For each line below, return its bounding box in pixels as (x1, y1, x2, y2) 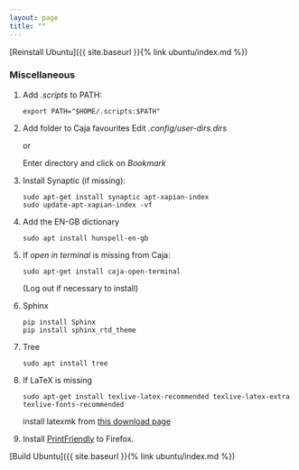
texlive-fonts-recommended (22, 400, 125, 409)
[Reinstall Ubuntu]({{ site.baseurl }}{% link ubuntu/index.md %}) (9, 46, 248, 57)
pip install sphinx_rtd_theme (22, 326, 137, 335)
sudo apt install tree (22, 358, 108, 368)
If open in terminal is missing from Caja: (22, 249, 171, 260)
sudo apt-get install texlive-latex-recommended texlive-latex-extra (22, 392, 291, 401)
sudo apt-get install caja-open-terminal (22, 267, 181, 276)
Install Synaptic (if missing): (22, 175, 126, 186)
